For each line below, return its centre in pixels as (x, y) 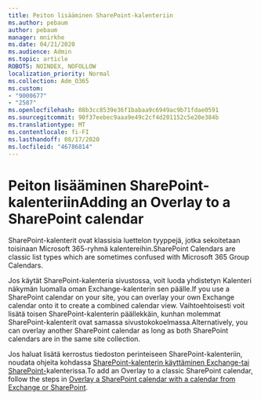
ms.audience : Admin (40, 52)
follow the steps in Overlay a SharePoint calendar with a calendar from (122, 379)
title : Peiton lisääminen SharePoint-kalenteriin (91, 15)
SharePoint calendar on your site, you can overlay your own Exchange (121, 297)
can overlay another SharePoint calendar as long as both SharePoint (118, 331)
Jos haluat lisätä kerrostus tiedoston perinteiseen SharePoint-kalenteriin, (125, 355)
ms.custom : (26, 88)
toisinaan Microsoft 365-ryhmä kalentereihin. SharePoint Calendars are (122, 249)
